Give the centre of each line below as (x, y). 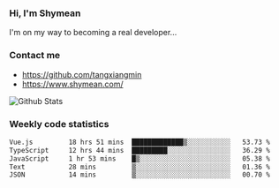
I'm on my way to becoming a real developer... (93, 33)
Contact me (35, 56)
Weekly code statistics (59, 124)
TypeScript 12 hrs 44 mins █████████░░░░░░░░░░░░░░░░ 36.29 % (140, 150)
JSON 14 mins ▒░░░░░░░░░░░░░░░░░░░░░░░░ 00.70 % (140, 175)
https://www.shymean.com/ (72, 84)
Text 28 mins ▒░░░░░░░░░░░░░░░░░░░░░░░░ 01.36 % (140, 167)
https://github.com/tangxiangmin (82, 74)
